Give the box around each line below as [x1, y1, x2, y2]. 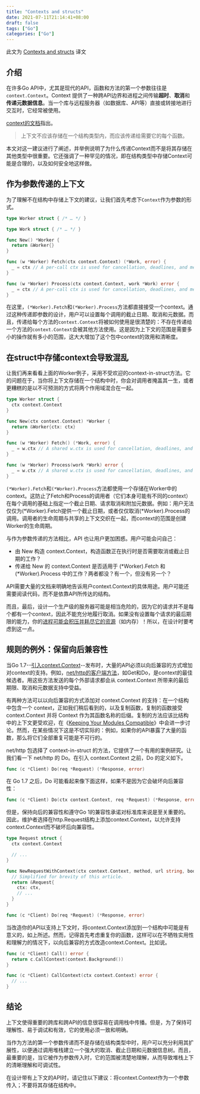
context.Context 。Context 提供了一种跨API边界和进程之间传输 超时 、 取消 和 [6, 91, 190, 99]
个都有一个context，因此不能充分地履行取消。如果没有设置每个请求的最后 [6, 610, 186, 618]
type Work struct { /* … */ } [6, 226, 82, 232]
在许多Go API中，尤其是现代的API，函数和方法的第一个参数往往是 [6, 84, 167, 91]
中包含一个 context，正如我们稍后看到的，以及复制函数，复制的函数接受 [6, 704, 183, 711]
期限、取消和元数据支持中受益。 [6, 684, 85, 691]
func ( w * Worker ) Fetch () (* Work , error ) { [6, 440, 116, 446]
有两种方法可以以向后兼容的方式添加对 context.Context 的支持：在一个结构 [6, 696, 189, 704]
